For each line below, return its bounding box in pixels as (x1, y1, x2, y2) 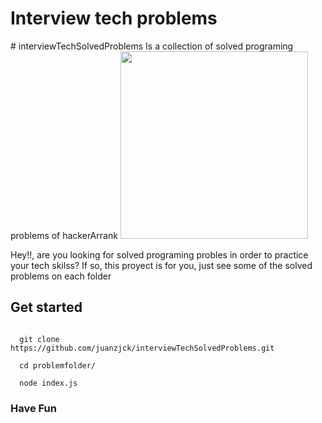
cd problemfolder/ (19, 360, 97, 371)
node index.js (19, 378, 78, 388)
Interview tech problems (10, 7, 218, 30)
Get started (10, 299, 83, 316)
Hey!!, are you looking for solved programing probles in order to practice (10, 248, 309, 261)
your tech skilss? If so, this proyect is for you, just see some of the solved (10, 259, 313, 271)
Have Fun (10, 401, 57, 415)
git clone (19, 334, 60, 344)
